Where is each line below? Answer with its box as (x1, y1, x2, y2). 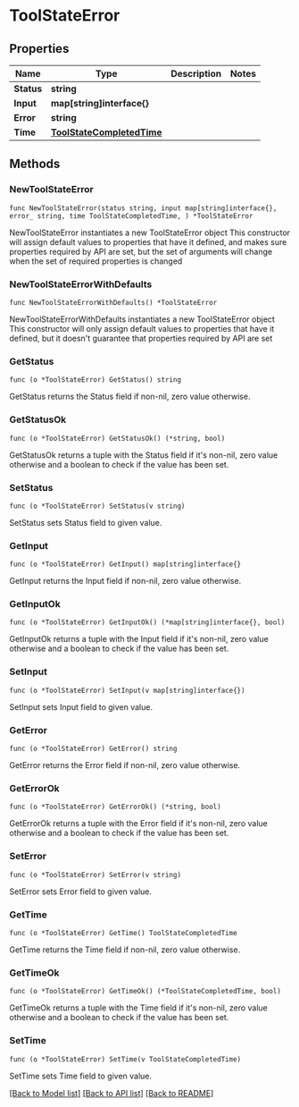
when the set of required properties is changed (9, 256, 183, 266)
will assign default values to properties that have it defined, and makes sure (9, 236, 287, 247)
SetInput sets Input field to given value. (9, 701, 154, 712)
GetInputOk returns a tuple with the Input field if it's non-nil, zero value (9, 634, 270, 645)
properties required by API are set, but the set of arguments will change (9, 246, 273, 257)
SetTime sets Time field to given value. (9, 1070, 153, 1081)
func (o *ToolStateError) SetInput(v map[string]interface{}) (9, 686, 245, 695)
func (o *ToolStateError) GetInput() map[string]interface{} (9, 560, 242, 569)
